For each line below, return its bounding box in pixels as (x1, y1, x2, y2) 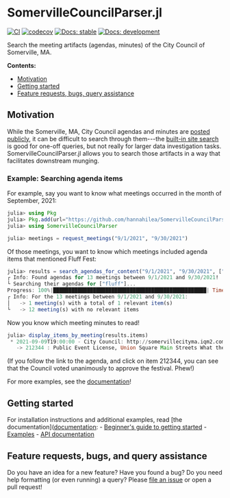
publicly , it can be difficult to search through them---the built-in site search (7, 134, 219, 143)
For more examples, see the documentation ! (7, 377, 131, 386)
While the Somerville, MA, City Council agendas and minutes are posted (7, 127, 210, 135)
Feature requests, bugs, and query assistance (7, 450, 207, 462)
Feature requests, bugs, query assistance (16, 89, 135, 97)
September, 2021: (7, 197, 57, 205)
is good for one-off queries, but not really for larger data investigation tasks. (7, 142, 222, 150)
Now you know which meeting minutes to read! (7, 318, 140, 327)
